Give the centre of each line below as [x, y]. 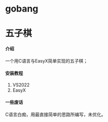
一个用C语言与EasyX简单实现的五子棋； [47, 60]
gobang [22, 9]
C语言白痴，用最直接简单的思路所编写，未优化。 [56, 114]
